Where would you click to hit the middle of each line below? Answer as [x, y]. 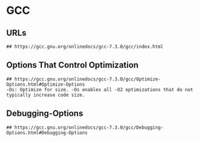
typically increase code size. [46, 95]
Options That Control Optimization [73, 65]
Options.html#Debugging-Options [47, 133]
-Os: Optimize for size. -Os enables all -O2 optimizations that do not [100, 89]
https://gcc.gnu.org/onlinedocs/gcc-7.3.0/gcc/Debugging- [89, 127]
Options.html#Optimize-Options [46, 84]
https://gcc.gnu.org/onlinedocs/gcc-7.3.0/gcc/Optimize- [88, 79]
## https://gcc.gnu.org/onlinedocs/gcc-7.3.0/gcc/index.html [85, 47]
